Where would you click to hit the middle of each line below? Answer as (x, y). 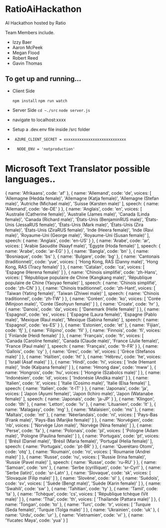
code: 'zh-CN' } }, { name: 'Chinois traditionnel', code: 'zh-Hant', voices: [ (80, 288)
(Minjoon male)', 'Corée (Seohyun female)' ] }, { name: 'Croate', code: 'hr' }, (83, 303)
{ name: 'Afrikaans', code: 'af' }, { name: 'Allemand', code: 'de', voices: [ (78, 193)
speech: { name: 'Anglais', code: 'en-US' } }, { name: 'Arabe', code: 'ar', (78, 240)
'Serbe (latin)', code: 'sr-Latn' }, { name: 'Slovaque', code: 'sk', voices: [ (78, 472)
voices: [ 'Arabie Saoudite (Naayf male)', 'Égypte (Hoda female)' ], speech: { (83, 246)
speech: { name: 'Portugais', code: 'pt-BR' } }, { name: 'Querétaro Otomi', (80, 446)
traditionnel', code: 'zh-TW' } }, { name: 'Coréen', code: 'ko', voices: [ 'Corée (83, 299)
